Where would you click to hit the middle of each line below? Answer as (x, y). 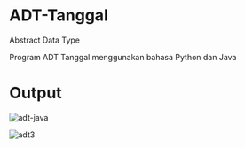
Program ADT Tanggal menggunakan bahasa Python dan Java (123, 57)
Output (36, 93)
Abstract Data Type (45, 40)
